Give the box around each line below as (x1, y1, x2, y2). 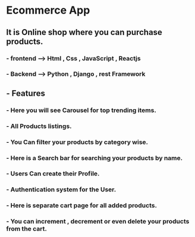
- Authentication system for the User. (6, 185, 117, 194)
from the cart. (6, 225, 48, 233)
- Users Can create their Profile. (6, 169, 100, 178)
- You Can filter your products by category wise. (6, 137, 149, 146)
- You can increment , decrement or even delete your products (6, 217, 190, 226)
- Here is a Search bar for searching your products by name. (6, 153, 183, 162)
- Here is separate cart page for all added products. (6, 201, 158, 210)
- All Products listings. (6, 122, 73, 130)
